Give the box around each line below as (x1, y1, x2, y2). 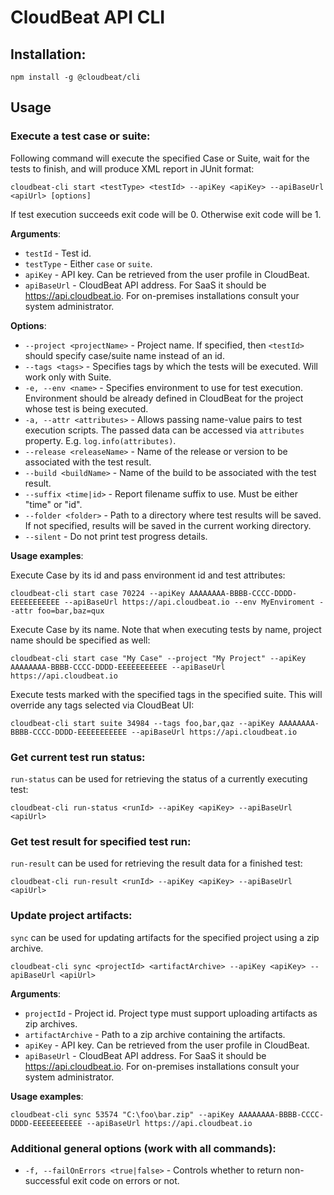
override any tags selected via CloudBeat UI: (10, 699, 195, 711)
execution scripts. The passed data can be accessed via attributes (24, 424, 305, 436)
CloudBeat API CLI (10, 6, 166, 29)
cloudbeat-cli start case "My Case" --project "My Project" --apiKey (10, 653, 307, 663)
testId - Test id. (24, 247, 92, 259)
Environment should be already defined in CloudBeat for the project (24, 392, 304, 404)
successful (24, 1174, 71, 1186)
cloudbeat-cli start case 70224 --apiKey (10, 588, 186, 598)
